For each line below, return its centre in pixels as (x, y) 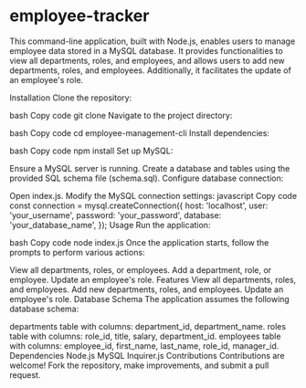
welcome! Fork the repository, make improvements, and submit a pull (139, 365)
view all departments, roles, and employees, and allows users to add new (147, 60)
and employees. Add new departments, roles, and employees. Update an (147, 289)
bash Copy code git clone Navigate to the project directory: (121, 115)
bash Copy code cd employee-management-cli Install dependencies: (139, 132)
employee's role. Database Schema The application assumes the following (149, 299)
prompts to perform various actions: (77, 252)
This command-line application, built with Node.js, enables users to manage (153, 41)
